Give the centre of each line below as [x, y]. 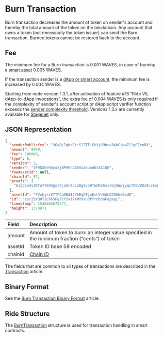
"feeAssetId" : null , [30, 172]
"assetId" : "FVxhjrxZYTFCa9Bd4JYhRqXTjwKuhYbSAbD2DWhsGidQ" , [73, 195]
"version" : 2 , [24, 163]
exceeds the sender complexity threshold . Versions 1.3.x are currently [75, 109]
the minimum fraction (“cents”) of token [74, 239]
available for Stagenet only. [32, 114]
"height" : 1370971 [28, 208]
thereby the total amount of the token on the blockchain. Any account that [79, 27]
